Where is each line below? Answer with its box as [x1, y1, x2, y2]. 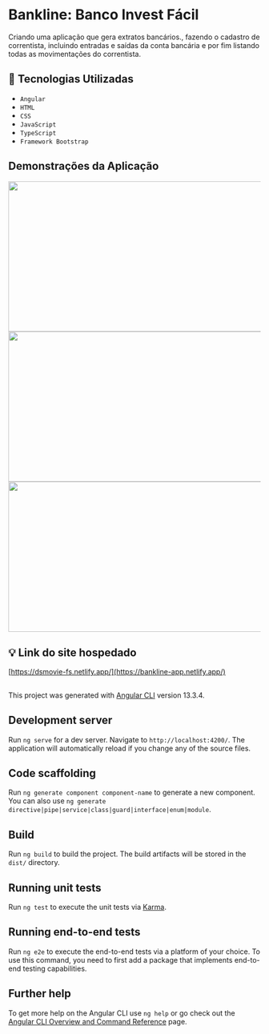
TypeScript [19, 129, 57, 137]
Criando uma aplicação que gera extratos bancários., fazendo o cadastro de [8, 32, 260, 42]
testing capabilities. [22, 964, 87, 973]
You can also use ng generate [8, 796, 106, 806]
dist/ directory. [8, 858, 60, 867]
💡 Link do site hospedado [8, 646, 137, 659]
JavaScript [19, 120, 57, 129]
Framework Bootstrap [19, 138, 89, 146]
